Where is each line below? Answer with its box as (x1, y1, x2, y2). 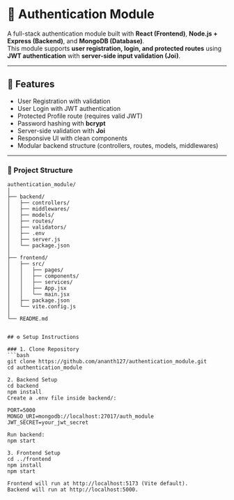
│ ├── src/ (7, 261, 45, 268)
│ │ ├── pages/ (7, 266, 64, 274)
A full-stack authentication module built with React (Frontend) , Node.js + (7, 29, 218, 38)
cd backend (7, 383, 39, 390)
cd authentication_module (7, 364, 82, 372)
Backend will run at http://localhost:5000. (7, 486, 139, 494)
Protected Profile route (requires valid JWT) (17, 112, 143, 120)
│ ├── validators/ (7, 224, 68, 231)
